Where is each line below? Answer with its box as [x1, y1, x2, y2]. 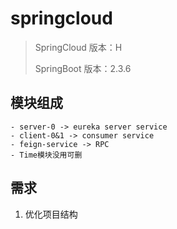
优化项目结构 [24, 208, 78, 220]
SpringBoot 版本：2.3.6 [34, 62, 132, 74]
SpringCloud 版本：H [34, 41, 123, 53]
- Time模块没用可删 [10, 150, 83, 160]
